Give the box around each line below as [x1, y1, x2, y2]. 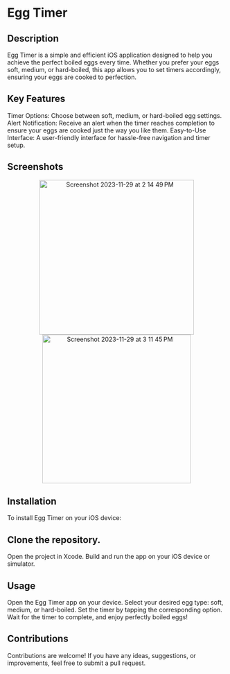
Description [7, 33, 59, 44]
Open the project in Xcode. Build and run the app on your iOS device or [7, 553, 211, 561]
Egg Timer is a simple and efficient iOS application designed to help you [7, 51, 213, 59]
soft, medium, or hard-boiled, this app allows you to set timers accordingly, [7, 66, 222, 74]
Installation [7, 496, 57, 508]
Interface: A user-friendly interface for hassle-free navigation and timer [7, 133, 211, 141]
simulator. [7, 560, 35, 568]
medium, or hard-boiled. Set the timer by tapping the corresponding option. [7, 605, 223, 614]
